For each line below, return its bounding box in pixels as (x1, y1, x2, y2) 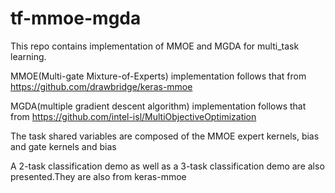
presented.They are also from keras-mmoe (10, 170, 187, 182)
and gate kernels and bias (10, 140, 117, 152)
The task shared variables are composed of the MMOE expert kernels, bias (10, 130, 320, 142)
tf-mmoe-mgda (10, 7, 142, 30)
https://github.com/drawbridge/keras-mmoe (10, 80, 193, 92)
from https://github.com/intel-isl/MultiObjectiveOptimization (10, 110, 257, 122)
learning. (10, 50, 47, 62)
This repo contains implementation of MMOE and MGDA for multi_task (10, 40, 300, 52)
